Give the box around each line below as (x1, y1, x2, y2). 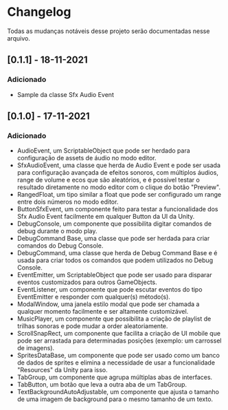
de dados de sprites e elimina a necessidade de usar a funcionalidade (16, 358, 215, 367)
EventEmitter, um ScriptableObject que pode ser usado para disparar (16, 271, 212, 279)
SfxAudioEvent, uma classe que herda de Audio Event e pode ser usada (16, 161, 221, 169)
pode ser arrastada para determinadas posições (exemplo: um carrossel (16, 336, 222, 345)
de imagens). (16, 344, 55, 352)
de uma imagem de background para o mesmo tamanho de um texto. (16, 395, 214, 403)
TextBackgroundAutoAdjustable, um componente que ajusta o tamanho (16, 388, 220, 396)
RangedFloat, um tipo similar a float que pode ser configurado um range (16, 191, 222, 199)
